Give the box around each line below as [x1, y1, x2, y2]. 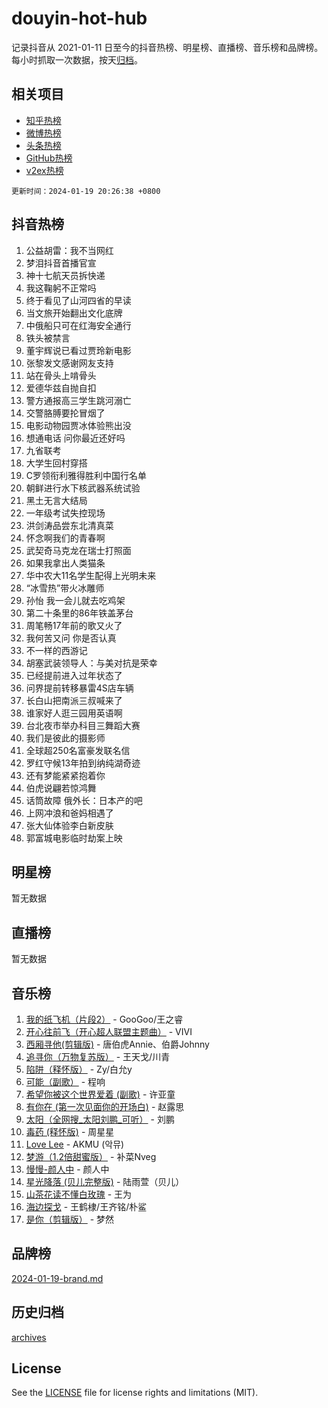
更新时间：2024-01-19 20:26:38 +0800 [11, 186, 161, 196]
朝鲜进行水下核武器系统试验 [25, 482, 141, 494]
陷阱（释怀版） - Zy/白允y [25, 1063, 133, 1075]
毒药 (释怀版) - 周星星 [25, 1126, 115, 1137]
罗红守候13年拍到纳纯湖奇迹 [25, 757, 141, 769]
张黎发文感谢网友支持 [25, 357, 114, 369]
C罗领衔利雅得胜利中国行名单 [25, 469, 148, 481]
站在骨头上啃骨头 [25, 369, 97, 381]
